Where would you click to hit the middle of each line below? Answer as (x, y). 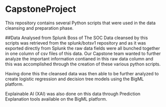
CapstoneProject (41, 9)
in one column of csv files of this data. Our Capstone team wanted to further (83, 53)
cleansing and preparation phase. (39, 28)
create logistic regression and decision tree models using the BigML (75, 79)
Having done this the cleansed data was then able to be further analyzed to (82, 73)
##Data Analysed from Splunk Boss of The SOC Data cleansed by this (77, 38)
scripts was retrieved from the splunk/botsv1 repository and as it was (76, 43)
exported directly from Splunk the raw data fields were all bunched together (83, 48)
